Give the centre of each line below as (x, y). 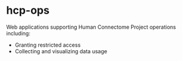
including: (19, 33)
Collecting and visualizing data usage (61, 51)
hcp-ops (28, 10)
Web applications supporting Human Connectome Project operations (91, 27)
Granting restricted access (48, 45)
